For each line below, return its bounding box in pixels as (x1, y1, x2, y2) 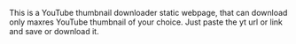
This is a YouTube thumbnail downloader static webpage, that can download (9, 8, 288, 18)
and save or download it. (9, 26, 99, 36)
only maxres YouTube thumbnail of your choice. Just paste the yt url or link (9, 17, 284, 27)
